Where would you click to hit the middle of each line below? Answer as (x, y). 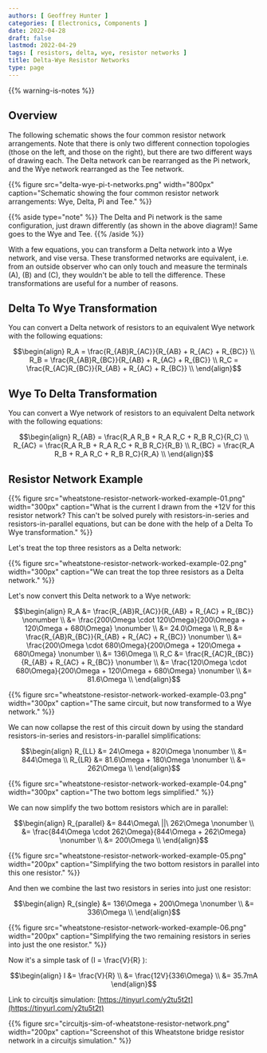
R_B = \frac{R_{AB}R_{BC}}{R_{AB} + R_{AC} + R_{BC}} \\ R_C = (134, 360)
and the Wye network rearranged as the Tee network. (96, 169)
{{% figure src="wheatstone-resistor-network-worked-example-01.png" (127, 498)
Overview (33, 116)
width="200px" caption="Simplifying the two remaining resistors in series (130, 936)
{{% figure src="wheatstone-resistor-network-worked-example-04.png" (128, 784)
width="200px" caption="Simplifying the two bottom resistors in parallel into (134, 864)
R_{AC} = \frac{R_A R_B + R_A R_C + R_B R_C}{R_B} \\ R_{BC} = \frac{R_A (134, 445)
